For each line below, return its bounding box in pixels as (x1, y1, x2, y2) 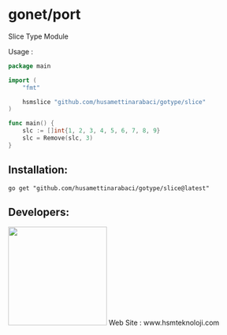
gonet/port (8, 6, 81, 24)
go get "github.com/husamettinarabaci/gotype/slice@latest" (8, 184, 210, 192)
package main (8, 61, 51, 70)
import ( (8, 76, 37, 84)
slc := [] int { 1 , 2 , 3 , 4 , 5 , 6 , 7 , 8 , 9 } (22, 127, 161, 135)
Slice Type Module (8, 32, 69, 41)
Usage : (8, 47, 34, 56)
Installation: (8, 163, 69, 177)
